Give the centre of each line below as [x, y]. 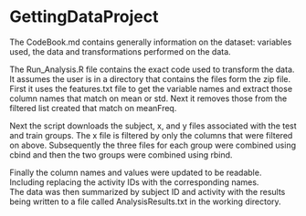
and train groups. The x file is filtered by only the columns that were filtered [151, 135]
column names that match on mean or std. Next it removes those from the [148, 98]
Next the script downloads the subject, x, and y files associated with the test [153, 126]
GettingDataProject [84, 17]
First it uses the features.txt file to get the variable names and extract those [151, 88]
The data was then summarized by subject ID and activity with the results [148, 191]
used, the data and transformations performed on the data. [120, 51]
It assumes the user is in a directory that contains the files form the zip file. [150, 78]
